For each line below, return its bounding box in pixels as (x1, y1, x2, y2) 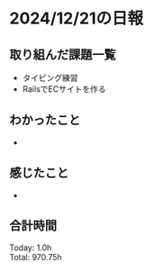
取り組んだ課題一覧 (9, 47, 116, 62)
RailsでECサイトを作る (22, 84, 106, 94)
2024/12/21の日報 (9, 8, 144, 29)
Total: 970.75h (9, 252, 63, 263)
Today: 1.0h (9, 242, 52, 253)
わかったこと (9, 112, 81, 128)
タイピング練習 (22, 73, 78, 83)
